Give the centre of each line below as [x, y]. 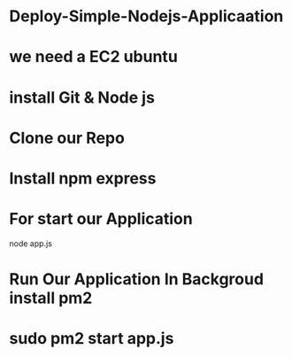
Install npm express [83, 178]
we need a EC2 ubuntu [94, 57]
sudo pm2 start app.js [92, 339]
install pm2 [51, 298]
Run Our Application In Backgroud [136, 279]
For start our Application [101, 219]
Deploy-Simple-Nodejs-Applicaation [146, 16]
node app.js [31, 243]
